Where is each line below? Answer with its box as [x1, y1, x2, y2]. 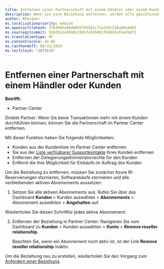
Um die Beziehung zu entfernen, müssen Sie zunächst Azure [5, 170, 127, 175]
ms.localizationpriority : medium [5, 21, 73, 26]
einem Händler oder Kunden [5, 79, 122, 91]
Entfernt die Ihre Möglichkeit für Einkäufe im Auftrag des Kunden [12, 160, 142, 166]
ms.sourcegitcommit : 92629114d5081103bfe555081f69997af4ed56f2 [5, 30, 137, 35]
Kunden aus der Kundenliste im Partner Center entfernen [12, 144, 127, 150]
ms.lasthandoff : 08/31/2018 [5, 44, 62, 49]
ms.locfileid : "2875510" [5, 48, 56, 53]
